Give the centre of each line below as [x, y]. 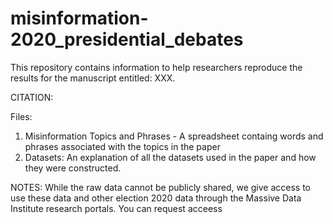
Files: [21, 116]
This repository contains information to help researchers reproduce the [156, 67]
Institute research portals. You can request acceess [116, 208]
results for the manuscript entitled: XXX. [93, 78]
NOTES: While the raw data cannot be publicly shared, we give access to [160, 187]
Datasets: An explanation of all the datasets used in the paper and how [170, 157]
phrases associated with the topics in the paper [122, 146]
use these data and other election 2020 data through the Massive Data [156, 198]
